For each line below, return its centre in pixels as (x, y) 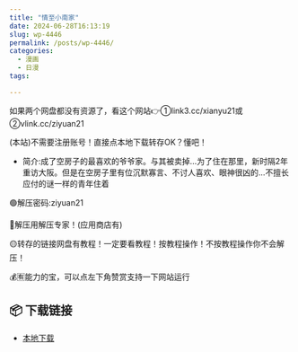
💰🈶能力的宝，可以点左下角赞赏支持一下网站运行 (100, 277)
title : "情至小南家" (44, 18)
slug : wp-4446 (36, 34)
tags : (19, 76)
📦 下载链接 (41, 311)
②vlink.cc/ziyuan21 (47, 123)
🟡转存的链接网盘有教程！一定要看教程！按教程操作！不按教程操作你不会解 (147, 243)
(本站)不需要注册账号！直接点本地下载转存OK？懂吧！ (109, 142)
